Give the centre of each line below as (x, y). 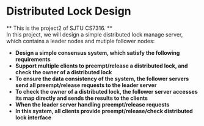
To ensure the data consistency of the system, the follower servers (102, 79)
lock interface (33, 117)
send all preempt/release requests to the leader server (86, 85)
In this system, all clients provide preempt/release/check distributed (104, 111)
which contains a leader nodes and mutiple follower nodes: (81, 41)
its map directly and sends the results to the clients (82, 98)
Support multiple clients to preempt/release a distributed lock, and (101, 66)
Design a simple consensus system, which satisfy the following (97, 52)
